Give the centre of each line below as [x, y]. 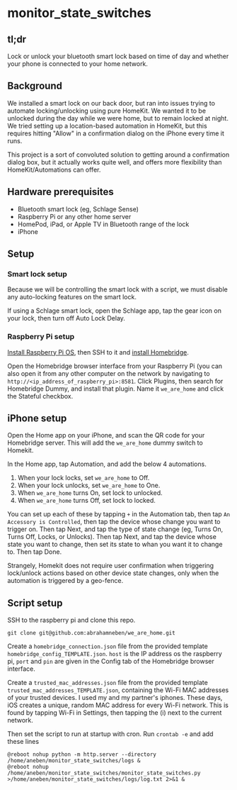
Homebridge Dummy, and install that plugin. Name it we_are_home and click [116, 389]
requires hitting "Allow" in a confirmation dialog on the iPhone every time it [116, 133]
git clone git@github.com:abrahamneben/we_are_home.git [91, 633]
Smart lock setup [37, 274]
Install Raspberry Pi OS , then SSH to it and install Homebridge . [98, 352]
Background [35, 86]
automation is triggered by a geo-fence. [65, 581]
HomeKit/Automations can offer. [54, 169]
